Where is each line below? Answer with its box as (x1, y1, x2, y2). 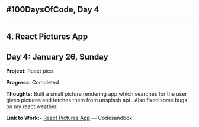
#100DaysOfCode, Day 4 (6, 5, 99, 15)
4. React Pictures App (6, 32, 88, 42)
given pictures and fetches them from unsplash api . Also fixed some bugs (6, 97, 188, 104)
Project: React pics (6, 67, 53, 74)
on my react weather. (6, 103, 58, 110)
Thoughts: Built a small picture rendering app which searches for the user (6, 90, 188, 97)
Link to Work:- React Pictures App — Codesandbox (6, 115, 132, 122)
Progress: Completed (6, 79, 59, 86)
